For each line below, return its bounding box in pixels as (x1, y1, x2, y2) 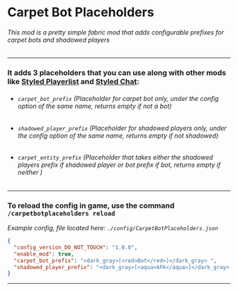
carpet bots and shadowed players (7, 35, 110, 44)
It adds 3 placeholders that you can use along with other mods (7, 68, 227, 78)
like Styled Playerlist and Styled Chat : (7, 77, 140, 87)
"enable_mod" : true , (13, 250, 74, 258)
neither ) (17, 168, 42, 177)
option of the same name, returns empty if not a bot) (17, 102, 172, 110)
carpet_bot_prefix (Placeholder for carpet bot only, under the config (17, 94, 220, 102)
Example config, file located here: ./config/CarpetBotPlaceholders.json (7, 224, 218, 232)
